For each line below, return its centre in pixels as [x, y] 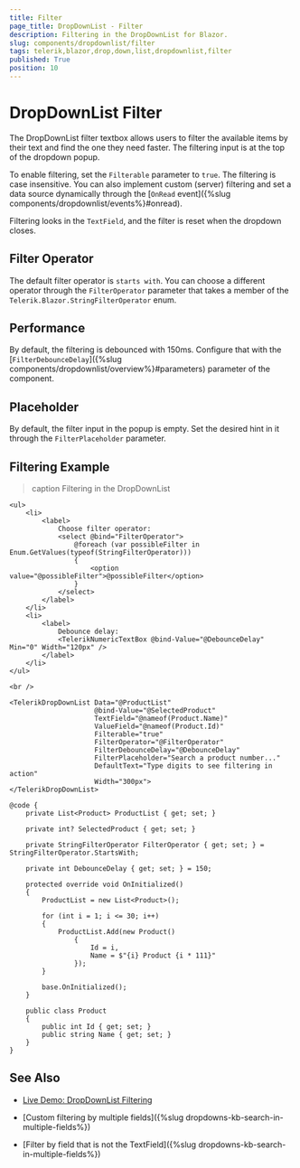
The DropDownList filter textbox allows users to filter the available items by [149, 137]
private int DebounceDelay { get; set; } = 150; [119, 869]
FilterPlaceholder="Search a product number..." [187, 758]
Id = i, [104, 948]
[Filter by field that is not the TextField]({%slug [109, 1145]
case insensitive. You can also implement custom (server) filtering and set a [150, 184]
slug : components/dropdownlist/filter [82, 43]
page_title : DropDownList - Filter [76, 26]
